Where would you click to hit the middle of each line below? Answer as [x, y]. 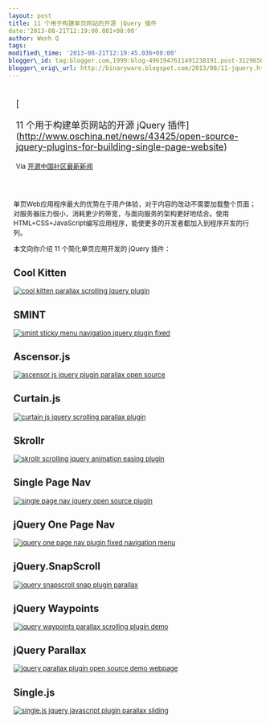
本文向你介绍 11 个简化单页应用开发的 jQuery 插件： [92, 249]
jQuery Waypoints [56, 608]
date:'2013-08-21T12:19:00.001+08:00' [73, 31]
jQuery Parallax [50, 651]
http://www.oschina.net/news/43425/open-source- [129, 136]
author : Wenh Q [34, 38]
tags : [17, 46]
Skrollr [29, 440]
